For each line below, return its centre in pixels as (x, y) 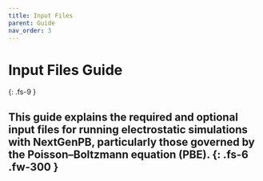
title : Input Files (41, 16)
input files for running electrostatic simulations (128, 130)
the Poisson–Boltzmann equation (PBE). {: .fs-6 (129, 154)
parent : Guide (32, 23)
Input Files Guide (66, 70)
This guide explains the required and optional (123, 117)
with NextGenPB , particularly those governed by (131, 142)
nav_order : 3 (30, 30)
